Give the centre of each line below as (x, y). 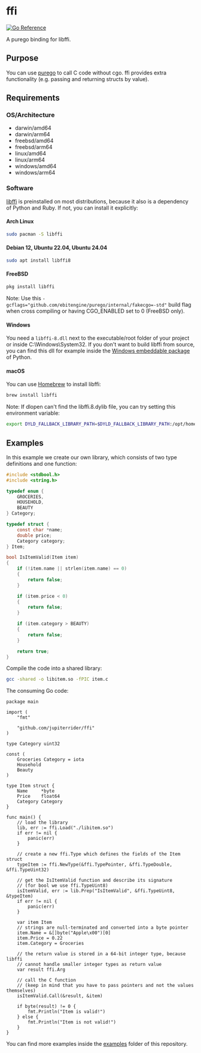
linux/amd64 (31, 154)
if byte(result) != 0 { (47, 1007)
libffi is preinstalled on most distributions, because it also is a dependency (97, 201)
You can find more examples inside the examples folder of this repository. (97, 1044)
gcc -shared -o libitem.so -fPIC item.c (57, 680)
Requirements (33, 98)
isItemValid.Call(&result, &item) (60, 996)
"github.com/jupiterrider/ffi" (56, 728)
